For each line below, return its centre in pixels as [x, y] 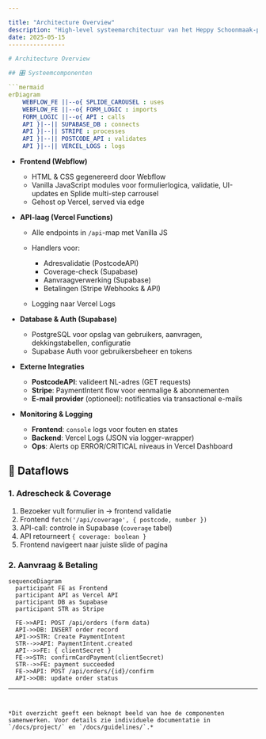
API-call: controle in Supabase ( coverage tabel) [96, 528]
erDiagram [25, 95]
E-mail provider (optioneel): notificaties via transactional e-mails [137, 399]
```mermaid [26, 88]
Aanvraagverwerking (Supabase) [97, 280]
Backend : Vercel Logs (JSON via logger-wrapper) [113, 438]
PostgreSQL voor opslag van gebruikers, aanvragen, [117, 334]
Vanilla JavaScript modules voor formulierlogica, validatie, [126, 185]
